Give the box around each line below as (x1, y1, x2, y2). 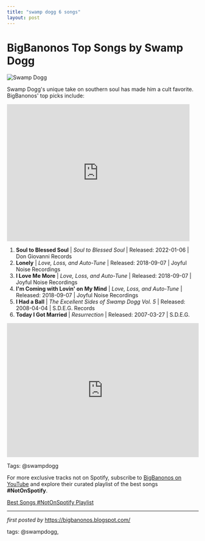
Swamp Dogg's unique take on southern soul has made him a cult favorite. (7, 86, 194, 93)
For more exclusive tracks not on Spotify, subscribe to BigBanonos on (7, 474, 182, 481)
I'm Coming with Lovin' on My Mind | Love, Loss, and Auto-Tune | (15, 285, 182, 292)
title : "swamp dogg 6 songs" (7, 9, 81, 15)
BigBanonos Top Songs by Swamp (7, 41, 184, 55)
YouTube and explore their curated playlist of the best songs (7, 481, 158, 488)
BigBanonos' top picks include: (7, 92, 85, 99)
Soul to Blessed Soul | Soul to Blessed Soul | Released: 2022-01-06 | (15, 246, 189, 253)
